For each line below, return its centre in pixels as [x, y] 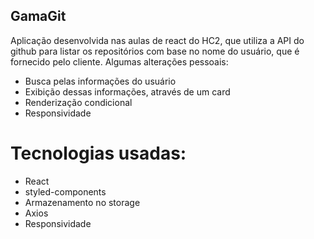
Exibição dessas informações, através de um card [127, 91]
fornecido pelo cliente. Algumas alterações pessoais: [119, 61]
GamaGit [38, 16]
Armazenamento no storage [82, 202]
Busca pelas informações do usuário [100, 81]
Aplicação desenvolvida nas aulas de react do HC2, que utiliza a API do [157, 40]
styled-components [65, 191]
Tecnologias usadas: [98, 153]
